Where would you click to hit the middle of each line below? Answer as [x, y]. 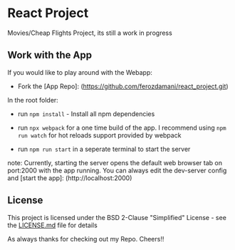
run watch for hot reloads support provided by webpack [99, 135]
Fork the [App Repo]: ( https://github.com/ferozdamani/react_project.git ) [123, 86]
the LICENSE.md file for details [52, 225]
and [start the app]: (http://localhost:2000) [70, 178]
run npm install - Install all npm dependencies [86, 114]
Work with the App [50, 55]
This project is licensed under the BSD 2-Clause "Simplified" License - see [117, 217]
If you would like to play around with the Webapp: [80, 72]
